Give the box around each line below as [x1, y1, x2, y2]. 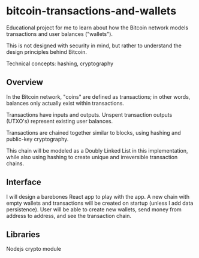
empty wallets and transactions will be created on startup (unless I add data [6, 199, 194, 207]
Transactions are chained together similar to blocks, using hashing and [6, 129, 181, 136]
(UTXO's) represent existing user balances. [6, 117, 113, 125]
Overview [6, 77, 44, 87]
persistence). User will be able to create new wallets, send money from [6, 205, 182, 213]
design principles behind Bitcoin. [6, 48, 88, 55]
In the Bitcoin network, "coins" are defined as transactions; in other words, [6, 93, 191, 100]
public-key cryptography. [6, 135, 69, 142]
